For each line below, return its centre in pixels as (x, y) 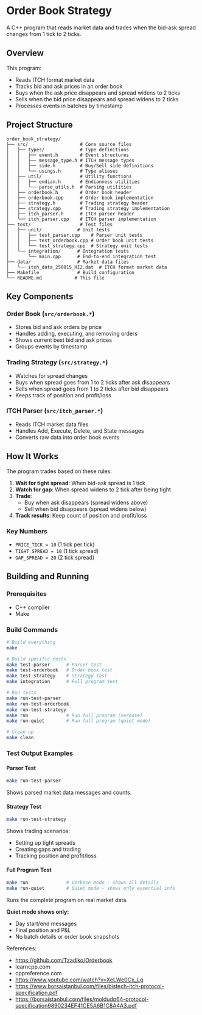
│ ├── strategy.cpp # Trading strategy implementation (88, 208)
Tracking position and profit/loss (56, 856)
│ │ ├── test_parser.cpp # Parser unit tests (75, 235)
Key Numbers (27, 531)
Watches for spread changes (51, 375)
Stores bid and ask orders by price (58, 327)
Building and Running (48, 576)
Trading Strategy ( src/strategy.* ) (57, 363)
